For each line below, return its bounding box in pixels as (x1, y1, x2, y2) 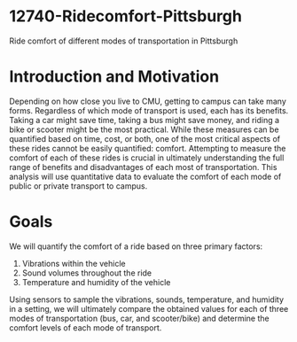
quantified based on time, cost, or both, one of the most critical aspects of (9, 133, 281, 144)
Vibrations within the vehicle (21, 258, 126, 268)
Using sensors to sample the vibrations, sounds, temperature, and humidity (9, 294, 285, 305)
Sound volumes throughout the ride (21, 268, 152, 278)
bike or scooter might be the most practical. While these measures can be (9, 124, 279, 135)
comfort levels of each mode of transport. (9, 322, 162, 333)
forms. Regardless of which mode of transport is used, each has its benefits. (9, 105, 289, 116)
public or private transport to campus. (9, 180, 148, 191)
